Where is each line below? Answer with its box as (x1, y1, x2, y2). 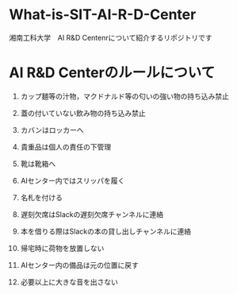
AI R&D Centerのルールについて (9, 64, 216, 82)
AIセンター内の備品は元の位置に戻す (20, 260, 140, 269)
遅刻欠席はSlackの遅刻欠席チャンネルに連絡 (20, 209, 164, 219)
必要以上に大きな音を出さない (20, 277, 118, 287)
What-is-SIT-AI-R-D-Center (9, 6, 197, 24)
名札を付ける (20, 192, 63, 202)
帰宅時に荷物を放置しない (20, 243, 105, 253)
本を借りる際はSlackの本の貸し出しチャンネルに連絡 (20, 226, 192, 236)
